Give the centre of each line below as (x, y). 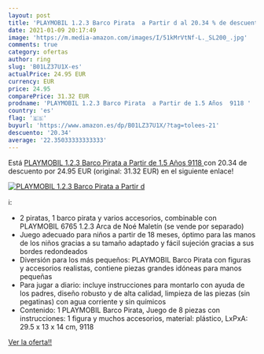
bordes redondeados (53, 251)
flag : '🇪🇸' (27, 118)
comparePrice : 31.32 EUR (49, 96)
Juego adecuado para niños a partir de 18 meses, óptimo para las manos (137, 234)
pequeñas (36, 276)
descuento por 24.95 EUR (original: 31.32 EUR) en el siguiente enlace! (121, 171)
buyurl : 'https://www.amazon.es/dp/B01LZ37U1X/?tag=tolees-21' (114, 125)
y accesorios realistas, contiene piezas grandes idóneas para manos (130, 268)
